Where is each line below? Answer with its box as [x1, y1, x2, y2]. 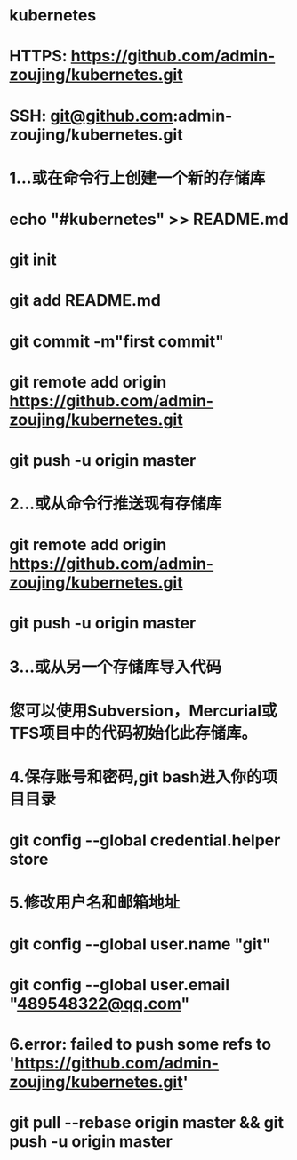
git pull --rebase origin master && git [9, 1113, 285, 1133]
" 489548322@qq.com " [9, 993, 190, 1013]
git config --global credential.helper [9, 830, 281, 851]
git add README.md [9, 291, 162, 311]
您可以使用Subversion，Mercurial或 [9, 700, 277, 721]
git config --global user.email [9, 974, 230, 995]
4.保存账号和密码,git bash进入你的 [9, 767, 262, 787]
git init [9, 250, 58, 270]
